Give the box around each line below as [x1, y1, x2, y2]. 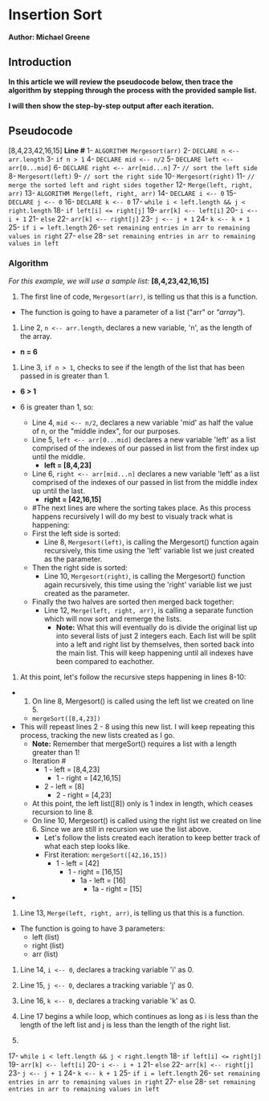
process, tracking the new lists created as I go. [19, 730, 175, 740]
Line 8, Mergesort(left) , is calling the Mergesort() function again [43, 536, 259, 547]
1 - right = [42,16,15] [55, 773, 121, 782]
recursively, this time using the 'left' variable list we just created [43, 545, 255, 555]
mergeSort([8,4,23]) [31, 715, 101, 723]
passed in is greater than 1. [19, 371, 110, 381]
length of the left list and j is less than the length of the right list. [19, 1020, 231, 1030]
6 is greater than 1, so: [19, 402, 94, 411]
